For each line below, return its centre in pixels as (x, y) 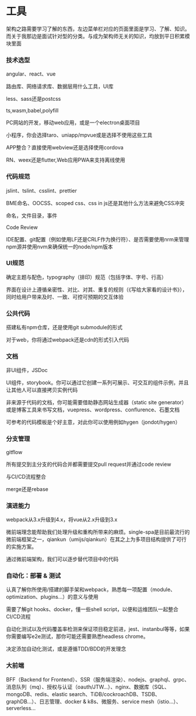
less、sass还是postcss (34, 99)
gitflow (14, 452)
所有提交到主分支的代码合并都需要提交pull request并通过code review (89, 464)
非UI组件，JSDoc (27, 370)
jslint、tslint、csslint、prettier (42, 190)
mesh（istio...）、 (161, 701)
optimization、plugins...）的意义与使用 (52, 597)
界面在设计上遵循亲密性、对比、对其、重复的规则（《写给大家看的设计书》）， (97, 289)
